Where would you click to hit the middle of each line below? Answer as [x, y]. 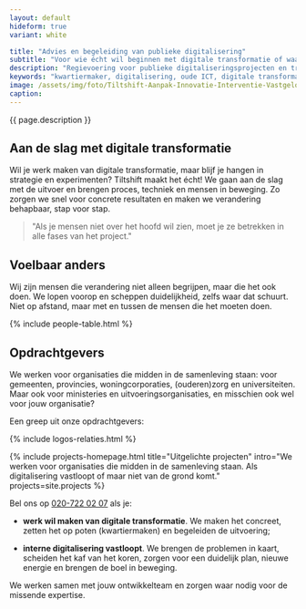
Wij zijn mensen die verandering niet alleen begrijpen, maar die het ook [143, 287]
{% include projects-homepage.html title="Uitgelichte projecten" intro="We [151, 457]
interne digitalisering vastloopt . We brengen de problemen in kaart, [151, 549]
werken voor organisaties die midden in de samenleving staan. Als [133, 467]
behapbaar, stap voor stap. [60, 209]
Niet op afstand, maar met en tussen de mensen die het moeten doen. [141, 306]
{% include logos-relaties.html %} [73, 439]
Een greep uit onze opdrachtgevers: [77, 421]
